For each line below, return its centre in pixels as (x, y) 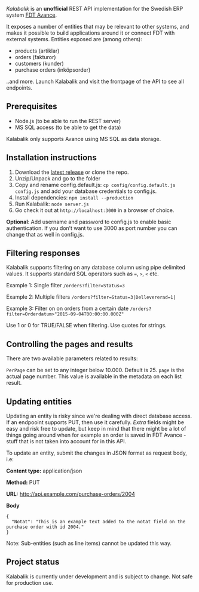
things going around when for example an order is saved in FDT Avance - (96, 435)
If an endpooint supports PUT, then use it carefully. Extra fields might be (95, 422)
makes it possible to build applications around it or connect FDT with (91, 33)
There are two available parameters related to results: (72, 358)
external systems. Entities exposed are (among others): (74, 39)
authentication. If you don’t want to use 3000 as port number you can (92, 228)
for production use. (30, 582)
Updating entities (39, 402)
